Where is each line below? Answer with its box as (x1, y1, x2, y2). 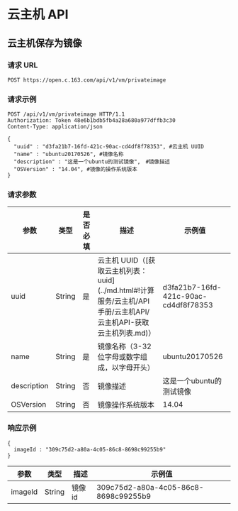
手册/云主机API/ (97, 307, 150, 317)
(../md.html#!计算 (97, 285, 154, 295)
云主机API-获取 (97, 317, 149, 327)
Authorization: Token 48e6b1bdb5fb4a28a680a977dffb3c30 (7, 117, 176, 124)
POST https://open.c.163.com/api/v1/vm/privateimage (7, 76, 166, 84)
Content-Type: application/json (7, 123, 103, 131)
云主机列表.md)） (97, 328, 156, 338)
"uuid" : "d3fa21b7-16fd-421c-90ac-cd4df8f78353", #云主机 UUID (13, 143, 204, 150)
